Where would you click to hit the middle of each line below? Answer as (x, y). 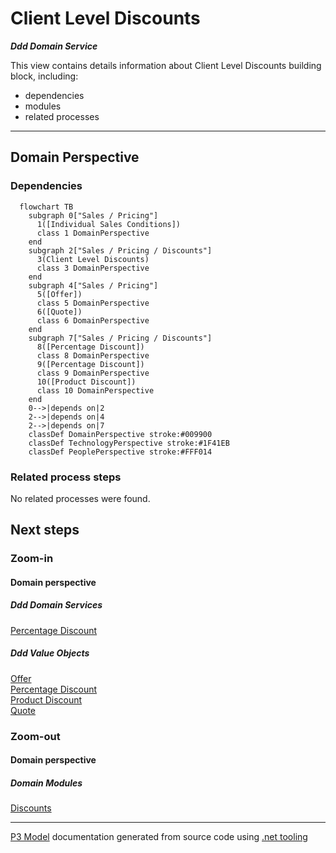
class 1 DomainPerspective (93, 233)
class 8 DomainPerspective (93, 355)
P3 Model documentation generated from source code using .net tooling (159, 837)
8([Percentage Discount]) (90, 347)
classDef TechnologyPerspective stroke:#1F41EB (129, 443)
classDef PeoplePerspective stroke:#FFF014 (120, 452)
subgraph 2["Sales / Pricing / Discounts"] (120, 250)
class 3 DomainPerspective (93, 268)
